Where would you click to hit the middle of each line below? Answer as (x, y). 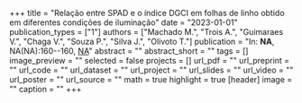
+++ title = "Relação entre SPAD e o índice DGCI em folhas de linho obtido (147, 13)
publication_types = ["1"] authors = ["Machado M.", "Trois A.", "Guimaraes (146, 32)
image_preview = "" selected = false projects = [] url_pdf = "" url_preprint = (150, 60)
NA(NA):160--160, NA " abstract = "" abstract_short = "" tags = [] (129, 51)
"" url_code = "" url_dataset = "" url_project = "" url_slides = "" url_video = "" (151, 70)
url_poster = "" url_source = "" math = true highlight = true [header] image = (151, 79)
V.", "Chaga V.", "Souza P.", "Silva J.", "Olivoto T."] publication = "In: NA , (142, 41)
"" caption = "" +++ (46, 89)
